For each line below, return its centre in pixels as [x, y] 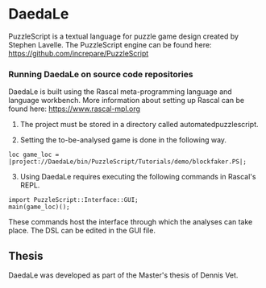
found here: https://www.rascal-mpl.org [75, 109]
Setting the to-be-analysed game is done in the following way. [123, 140]
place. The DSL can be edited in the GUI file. [82, 231]
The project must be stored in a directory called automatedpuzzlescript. [139, 125]
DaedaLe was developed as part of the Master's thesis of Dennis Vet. [123, 275]
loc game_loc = [34, 155]
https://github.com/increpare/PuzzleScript [79, 53]
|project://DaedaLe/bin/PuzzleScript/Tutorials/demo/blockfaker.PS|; [128, 162]
